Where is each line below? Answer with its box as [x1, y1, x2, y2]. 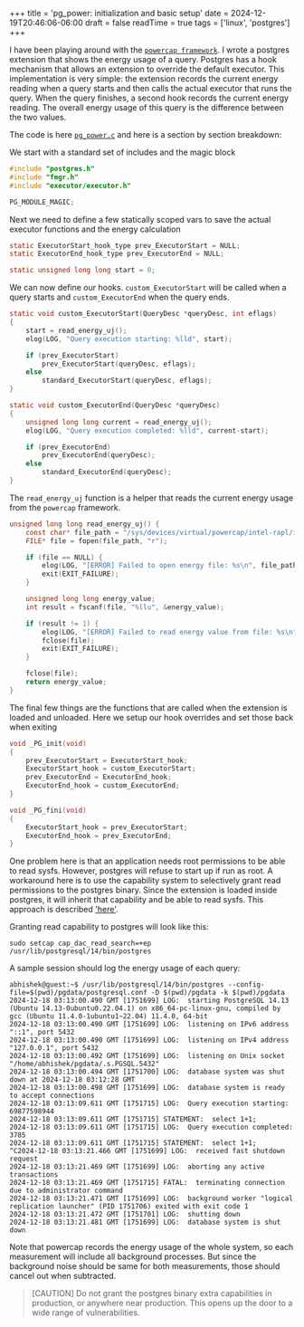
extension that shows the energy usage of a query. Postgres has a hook [9, 54, 278, 64]
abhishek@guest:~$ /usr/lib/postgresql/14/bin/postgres [9, 980, 224, 989]
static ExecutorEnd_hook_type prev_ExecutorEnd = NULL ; [9, 249, 224, 259]
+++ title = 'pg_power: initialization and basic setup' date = [9, 8, 229, 18]
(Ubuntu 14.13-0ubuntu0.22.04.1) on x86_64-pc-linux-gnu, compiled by [9, 1004, 281, 1013]
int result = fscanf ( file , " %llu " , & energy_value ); [25, 602, 224, 612]
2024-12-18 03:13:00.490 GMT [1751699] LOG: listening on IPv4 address [9, 1036, 290, 1045]
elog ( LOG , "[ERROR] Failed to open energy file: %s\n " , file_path [42, 561, 298, 570]
